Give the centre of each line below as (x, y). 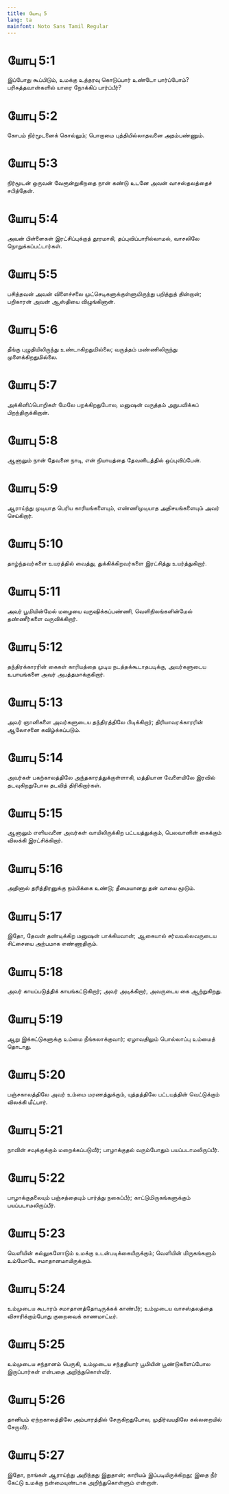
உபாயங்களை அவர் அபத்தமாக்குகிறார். (56, 674)
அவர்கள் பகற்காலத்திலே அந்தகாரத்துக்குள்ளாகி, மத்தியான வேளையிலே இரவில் (111, 777)
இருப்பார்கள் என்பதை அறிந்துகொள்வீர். (59, 1371)
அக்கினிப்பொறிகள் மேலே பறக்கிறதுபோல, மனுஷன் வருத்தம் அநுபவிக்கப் (103, 404)
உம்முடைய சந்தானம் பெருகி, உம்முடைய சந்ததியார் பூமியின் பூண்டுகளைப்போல (109, 1363)
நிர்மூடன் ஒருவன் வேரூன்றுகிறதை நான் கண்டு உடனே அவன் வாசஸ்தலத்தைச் (110, 183)
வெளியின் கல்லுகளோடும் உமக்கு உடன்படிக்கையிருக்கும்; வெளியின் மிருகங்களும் (111, 1253)
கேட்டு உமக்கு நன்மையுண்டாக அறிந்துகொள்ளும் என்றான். (83, 1482)
